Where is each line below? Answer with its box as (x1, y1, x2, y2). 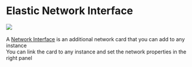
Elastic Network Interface (6, 4, 133, 18)
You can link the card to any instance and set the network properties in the (6, 48, 187, 55)
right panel (6, 54, 32, 61)
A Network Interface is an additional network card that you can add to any (6, 35, 185, 42)
